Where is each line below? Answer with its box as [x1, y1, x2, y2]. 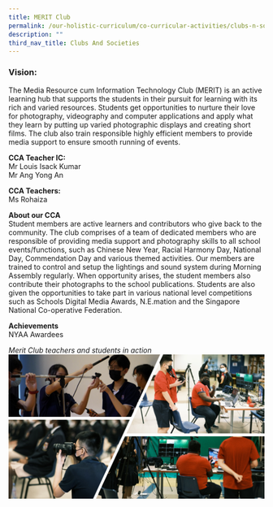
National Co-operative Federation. [8, 305, 123, 314]
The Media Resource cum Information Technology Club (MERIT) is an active [8, 85, 262, 95]
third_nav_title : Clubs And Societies [8, 39, 140, 47]
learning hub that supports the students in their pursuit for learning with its [8, 93, 258, 103]
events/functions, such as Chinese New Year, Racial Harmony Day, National [8, 245, 262, 254]
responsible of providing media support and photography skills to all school [8, 236, 262, 245]
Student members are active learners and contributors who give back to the [8, 219, 262, 228]
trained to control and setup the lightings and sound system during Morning [8, 262, 262, 271]
